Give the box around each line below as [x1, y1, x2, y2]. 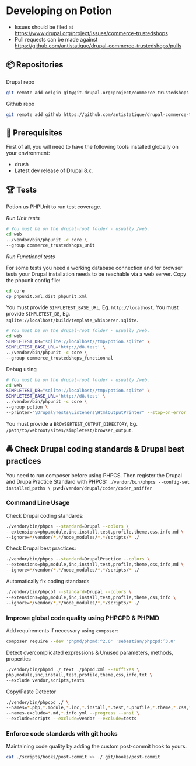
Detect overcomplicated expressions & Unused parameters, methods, [6, 649, 173, 656]
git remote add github [6, 111, 61, 118]
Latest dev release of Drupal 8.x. [14, 167, 93, 174]
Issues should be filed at [14, 23, 74, 30]
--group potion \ [6, 404, 48, 410]
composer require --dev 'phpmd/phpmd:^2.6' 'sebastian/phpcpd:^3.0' [6, 638, 176, 645]
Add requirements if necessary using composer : [6, 627, 119, 634]
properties [6, 655, 31, 662]
